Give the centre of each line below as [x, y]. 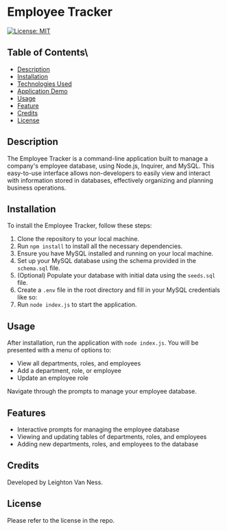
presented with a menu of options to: [59, 350]
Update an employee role [53, 378]
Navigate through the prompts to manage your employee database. [102, 392]
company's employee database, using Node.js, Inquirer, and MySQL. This [111, 166]
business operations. [37, 188]
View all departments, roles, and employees [79, 363]
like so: [27, 297]
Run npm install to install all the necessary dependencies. [100, 246]
